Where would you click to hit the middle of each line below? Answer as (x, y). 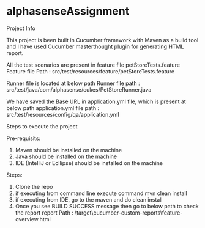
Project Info (21, 28)
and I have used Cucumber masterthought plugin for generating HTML (95, 46)
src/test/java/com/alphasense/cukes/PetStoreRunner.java (79, 89)
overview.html (33, 219)
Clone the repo (34, 186)
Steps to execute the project (42, 126)
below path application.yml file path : (53, 108)
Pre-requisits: (24, 138)
